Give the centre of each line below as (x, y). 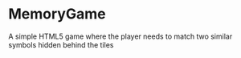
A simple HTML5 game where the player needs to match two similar (120, 36)
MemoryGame (57, 14)
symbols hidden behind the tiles (61, 44)
